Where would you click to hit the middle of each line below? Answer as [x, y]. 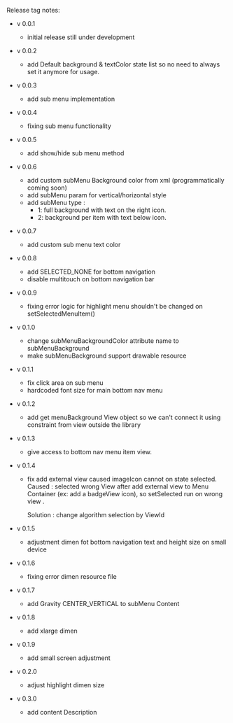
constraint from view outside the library [84, 425]
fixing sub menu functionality [69, 126]
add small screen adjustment [69, 658]
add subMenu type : [56, 203]
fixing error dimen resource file [72, 576]
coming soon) [47, 188]
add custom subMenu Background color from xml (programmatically [126, 180]
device [37, 549]
